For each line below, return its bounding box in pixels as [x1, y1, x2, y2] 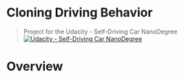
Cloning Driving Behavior [6, 5, 153, 21]
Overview [6, 59, 63, 75]
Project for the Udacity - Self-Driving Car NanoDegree [23, 27, 178, 36]
